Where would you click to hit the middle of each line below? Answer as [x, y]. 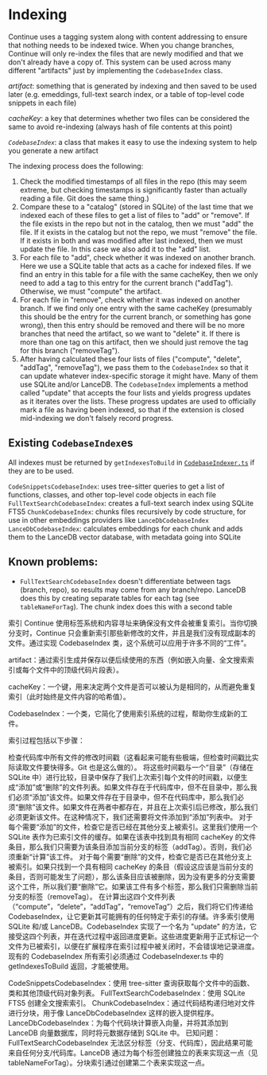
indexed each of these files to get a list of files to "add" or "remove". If [135, 215]
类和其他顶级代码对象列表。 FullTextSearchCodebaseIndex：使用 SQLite [127, 993]
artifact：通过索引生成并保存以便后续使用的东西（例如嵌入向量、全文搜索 [128, 660]
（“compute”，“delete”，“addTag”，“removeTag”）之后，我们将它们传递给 [131, 906]
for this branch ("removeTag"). [70, 350]
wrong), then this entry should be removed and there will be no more [132, 325]
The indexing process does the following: [76, 166]
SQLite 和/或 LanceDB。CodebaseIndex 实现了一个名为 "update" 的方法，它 [133, 926]
